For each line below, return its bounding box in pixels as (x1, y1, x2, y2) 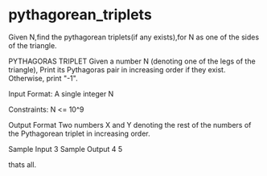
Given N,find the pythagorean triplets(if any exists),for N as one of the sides (8, 32, 260, 42)
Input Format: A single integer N (8, 88, 114, 98)
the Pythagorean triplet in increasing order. (8, 129, 150, 138)
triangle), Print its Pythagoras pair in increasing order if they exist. (8, 64, 226, 74)
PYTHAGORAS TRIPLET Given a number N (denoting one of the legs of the (8, 56, 256, 66)
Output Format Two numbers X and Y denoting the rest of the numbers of (8, 120, 252, 129)
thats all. (8, 159, 37, 170)
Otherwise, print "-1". (8, 73, 78, 83)
